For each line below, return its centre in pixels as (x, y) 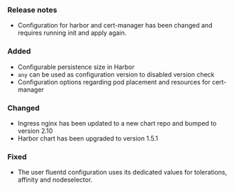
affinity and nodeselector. (55, 180)
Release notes (32, 10)
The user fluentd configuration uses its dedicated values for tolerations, (122, 173)
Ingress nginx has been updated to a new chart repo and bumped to (117, 123)
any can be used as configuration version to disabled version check (116, 74)
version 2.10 (35, 131)
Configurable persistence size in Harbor (76, 67)
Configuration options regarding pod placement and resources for (114, 82)
